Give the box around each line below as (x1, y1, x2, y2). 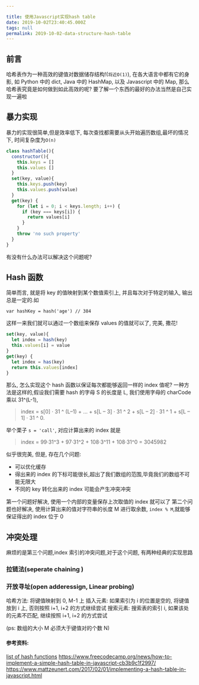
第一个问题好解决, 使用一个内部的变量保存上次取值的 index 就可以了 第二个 (6, 498, 188, 505)
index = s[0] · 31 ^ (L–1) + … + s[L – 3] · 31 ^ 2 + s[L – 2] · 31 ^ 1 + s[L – (20, 408, 191, 415)
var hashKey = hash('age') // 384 (6, 308, 92, 314)
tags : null (6, 25, 33, 31)
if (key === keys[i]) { (21, 209, 81, 215)
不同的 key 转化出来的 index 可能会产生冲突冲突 (14, 486, 131, 493)
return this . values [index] (11, 364, 78, 371)
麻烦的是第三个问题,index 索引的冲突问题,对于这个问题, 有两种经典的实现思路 (6, 549, 193, 556)
